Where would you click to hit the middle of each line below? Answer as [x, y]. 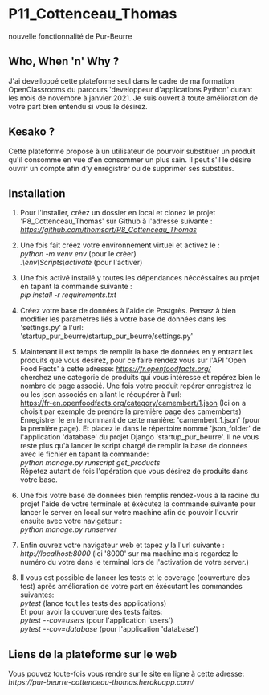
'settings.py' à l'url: [52, 328]
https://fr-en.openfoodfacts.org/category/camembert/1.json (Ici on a [133, 403]
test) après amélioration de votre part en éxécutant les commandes [131, 587]
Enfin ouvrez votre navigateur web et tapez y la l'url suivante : [122, 545]
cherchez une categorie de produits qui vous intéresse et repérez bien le [140, 378]
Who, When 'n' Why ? [64, 61]
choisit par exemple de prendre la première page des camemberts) [131, 411]
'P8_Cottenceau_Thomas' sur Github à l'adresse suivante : [116, 221]
